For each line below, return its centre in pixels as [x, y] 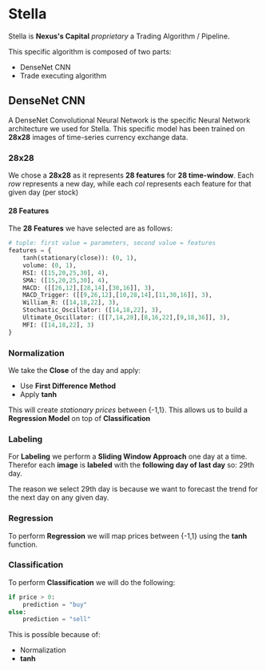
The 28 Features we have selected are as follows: [91, 228]
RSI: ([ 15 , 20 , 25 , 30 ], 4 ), [66, 273]
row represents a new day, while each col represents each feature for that [130, 184]
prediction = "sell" [57, 620]
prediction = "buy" [55, 604]
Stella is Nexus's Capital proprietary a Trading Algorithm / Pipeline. [119, 36]
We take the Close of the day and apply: [75, 370]
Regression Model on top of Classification [79, 418]
